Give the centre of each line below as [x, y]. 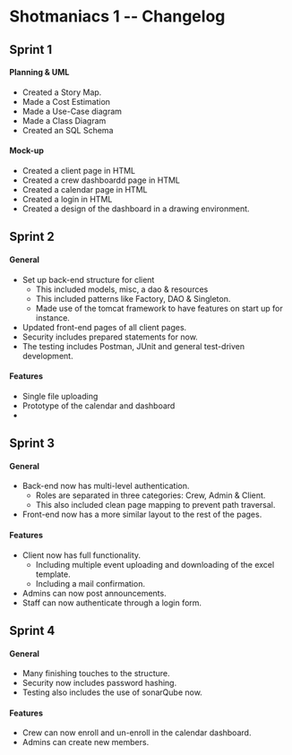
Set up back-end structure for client [88, 279]
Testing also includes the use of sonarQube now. [112, 692]
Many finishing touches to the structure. [96, 673]
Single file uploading [60, 396]
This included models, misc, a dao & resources [122, 289]
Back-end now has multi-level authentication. [106, 486]
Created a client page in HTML [79, 170]
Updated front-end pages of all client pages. [104, 327]
